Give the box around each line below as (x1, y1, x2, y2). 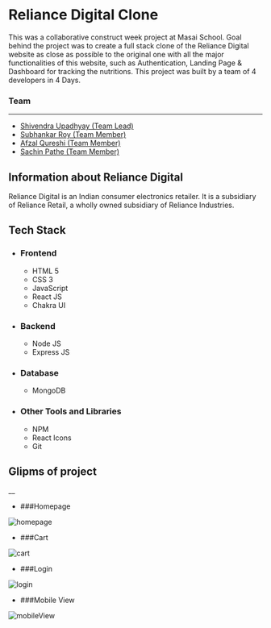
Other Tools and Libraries (19, 405, 122, 417)
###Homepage (19, 501, 71, 511)
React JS (31, 292, 63, 302)
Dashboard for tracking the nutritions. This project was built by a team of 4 (8, 66, 256, 76)
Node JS (31, 339, 62, 348)
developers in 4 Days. (8, 75, 81, 85)
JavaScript (31, 283, 69, 293)
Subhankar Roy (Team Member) (19, 130, 127, 139)
